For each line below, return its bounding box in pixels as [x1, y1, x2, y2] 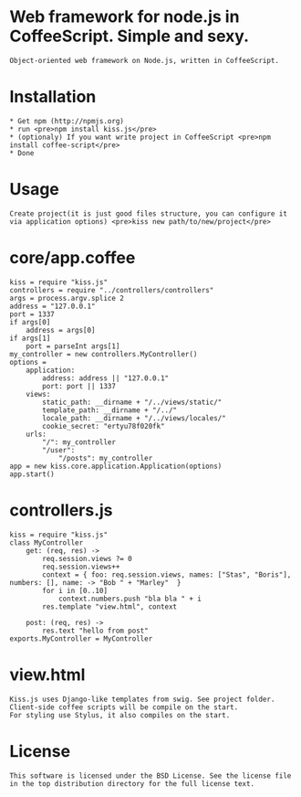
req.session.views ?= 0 [42, 554, 132, 563]
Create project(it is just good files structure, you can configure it [9, 208, 287, 218]
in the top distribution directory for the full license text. [9, 779, 255, 788]
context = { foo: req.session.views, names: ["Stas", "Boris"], [42, 569, 292, 579]
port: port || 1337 [42, 381, 117, 390]
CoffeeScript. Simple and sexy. [9, 26, 249, 47]
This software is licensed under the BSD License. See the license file [9, 770, 292, 781]
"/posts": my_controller [57, 453, 153, 462]
